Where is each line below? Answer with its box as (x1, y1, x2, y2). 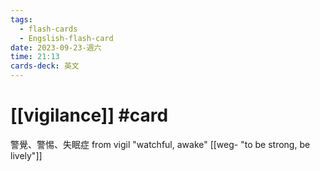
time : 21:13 (10, 52, 60, 62)
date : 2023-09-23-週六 (10, 42, 102, 53)
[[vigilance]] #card (10, 104, 169, 127)
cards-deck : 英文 (10, 61, 80, 71)
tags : (10, 14, 33, 25)
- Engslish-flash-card (19, 33, 114, 43)
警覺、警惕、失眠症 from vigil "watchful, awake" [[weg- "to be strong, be (10, 138, 311, 150)
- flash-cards (19, 24, 78, 34)
